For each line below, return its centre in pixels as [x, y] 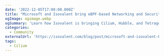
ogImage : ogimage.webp [28, 19]
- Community [22, 32]
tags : [10, 41]
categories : [17, 28]
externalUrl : [18, 37]
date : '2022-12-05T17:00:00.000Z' [40, 9]
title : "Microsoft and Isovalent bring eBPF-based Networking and [74, 14]
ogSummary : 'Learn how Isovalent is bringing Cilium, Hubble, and [74, 23]
